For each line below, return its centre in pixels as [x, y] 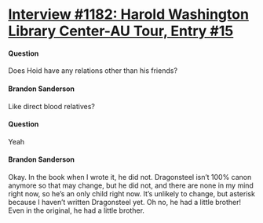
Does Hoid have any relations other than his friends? [93, 71]
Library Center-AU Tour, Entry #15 [121, 31]
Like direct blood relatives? [52, 106]
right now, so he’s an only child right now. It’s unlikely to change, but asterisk [131, 194]
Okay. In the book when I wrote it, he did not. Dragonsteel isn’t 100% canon [130, 177]
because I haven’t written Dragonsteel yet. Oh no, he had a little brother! [125, 202]
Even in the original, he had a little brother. [77, 210]
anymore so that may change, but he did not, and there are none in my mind [131, 185]
